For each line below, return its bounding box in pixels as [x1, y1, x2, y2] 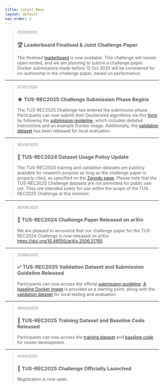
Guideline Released [17, 270, 64, 277]
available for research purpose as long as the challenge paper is [17, 170, 146, 176]
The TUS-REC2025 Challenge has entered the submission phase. [17, 107, 149, 113]
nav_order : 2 [5, 16, 32, 21]
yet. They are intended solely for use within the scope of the [17, 186, 138, 192]
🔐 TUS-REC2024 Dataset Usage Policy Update [17, 153, 129, 160]
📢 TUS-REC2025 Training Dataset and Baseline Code [17, 317, 145, 324]
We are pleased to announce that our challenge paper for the [17, 227, 140, 233]
